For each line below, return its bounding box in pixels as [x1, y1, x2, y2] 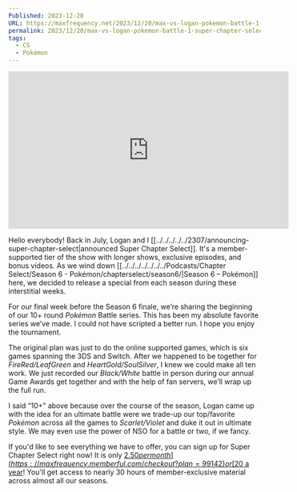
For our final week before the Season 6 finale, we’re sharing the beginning [8, 302, 253, 311]
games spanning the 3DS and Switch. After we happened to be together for [8, 351, 258, 361]
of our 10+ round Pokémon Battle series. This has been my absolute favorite [8, 310, 259, 320]
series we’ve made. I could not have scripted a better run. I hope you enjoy [8, 319, 255, 328]
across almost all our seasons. [8, 476, 109, 485]
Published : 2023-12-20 [8, 11, 84, 20]
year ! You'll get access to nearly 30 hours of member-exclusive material [8, 467, 247, 477]
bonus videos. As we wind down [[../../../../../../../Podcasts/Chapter [8, 261, 227, 270]
